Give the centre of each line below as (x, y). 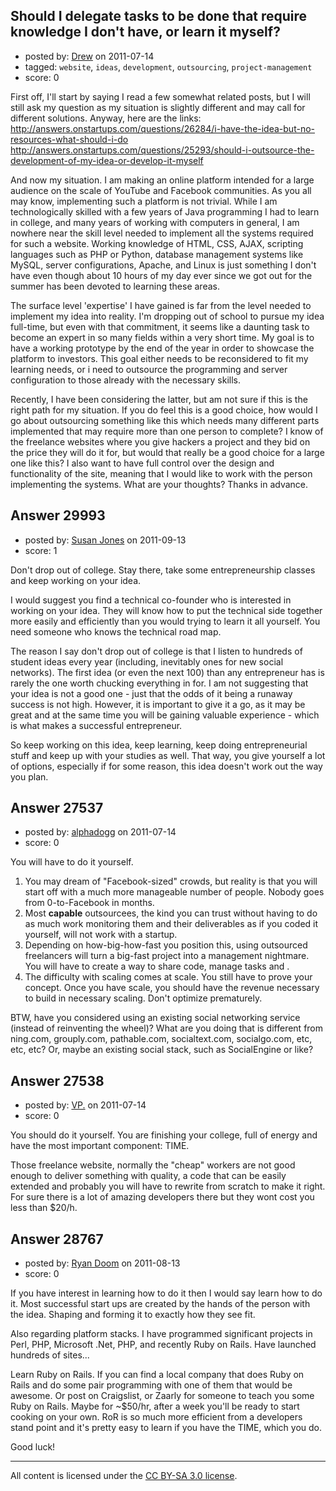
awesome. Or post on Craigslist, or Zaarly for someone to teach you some (162, 1396)
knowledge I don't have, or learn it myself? (145, 32)
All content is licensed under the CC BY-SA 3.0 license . (124, 1476)
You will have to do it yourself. (72, 862)
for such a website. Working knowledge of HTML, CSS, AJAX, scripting (157, 243)
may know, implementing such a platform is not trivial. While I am (144, 201)
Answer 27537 (57, 808)
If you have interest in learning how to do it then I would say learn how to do (166, 1293)
